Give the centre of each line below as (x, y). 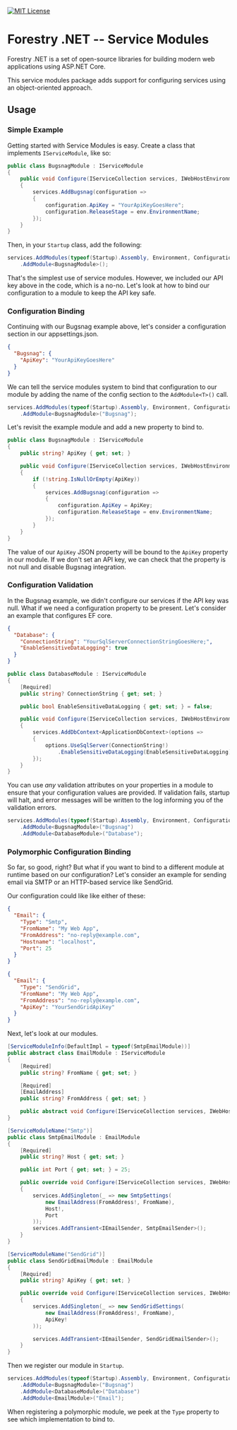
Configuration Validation (50, 585)
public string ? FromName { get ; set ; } (79, 1073)
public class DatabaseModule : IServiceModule (77, 674)
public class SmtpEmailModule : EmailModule (74, 1137)
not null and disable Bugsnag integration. (67, 567)
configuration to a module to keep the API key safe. (82, 293)
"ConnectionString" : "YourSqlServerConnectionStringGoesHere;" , (116, 642)
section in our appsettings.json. (53, 334)
